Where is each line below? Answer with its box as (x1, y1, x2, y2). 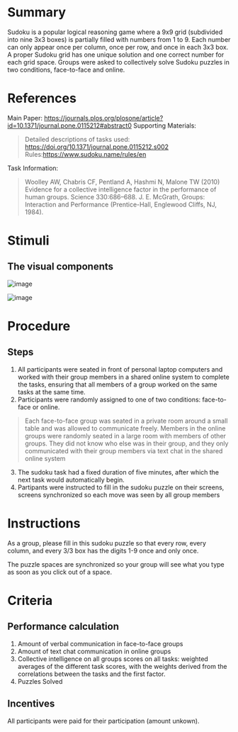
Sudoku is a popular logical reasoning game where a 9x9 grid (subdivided (7, 28, 223, 36)
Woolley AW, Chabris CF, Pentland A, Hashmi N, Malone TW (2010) (24, 177, 220, 186)
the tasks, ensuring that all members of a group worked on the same (17, 380, 217, 389)
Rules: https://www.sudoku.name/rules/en (24, 150, 147, 158)
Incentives (7, 698, 55, 710)
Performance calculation (7, 621, 119, 633)
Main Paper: (7, 113, 42, 122)
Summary (7, 4, 66, 21)
